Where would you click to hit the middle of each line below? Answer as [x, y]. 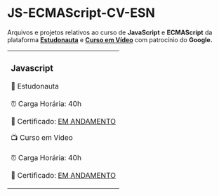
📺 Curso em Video [42, 137]
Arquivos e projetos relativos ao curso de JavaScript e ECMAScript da [110, 32]
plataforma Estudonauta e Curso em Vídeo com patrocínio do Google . [110, 39]
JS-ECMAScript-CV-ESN [81, 13]
